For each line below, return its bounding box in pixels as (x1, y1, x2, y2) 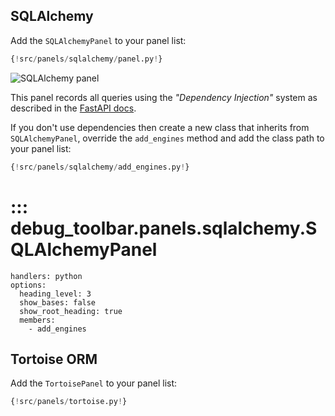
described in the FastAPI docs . (10, 102, 137, 114)
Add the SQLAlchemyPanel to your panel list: (10, 34, 187, 46)
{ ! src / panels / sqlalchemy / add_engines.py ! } (10, 162, 190, 172)
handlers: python (10, 271, 83, 281)
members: (19, 315, 56, 325)
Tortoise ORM (10, 350, 98, 368)
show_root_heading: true (19, 306, 123, 316)
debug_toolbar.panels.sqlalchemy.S (10, 217, 318, 239)
